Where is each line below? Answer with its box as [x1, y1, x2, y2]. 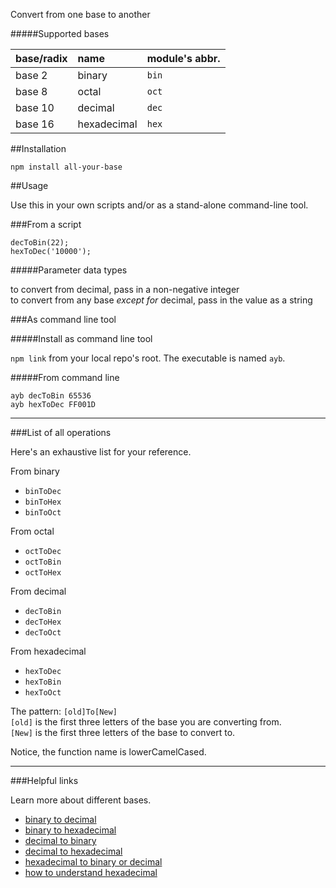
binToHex [24, 497, 62, 507]
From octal [10, 525, 55, 537]
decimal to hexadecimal [24, 845, 123, 857]
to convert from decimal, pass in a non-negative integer [10, 284, 240, 295]
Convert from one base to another [10, 9, 151, 20]
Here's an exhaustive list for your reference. [10, 446, 192, 458]
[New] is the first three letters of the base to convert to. [10, 727, 236, 738]
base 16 [15, 117, 55, 131]
